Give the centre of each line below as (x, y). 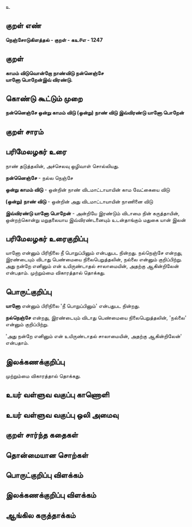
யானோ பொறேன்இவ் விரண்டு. (39, 80)
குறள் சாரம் (24, 131)
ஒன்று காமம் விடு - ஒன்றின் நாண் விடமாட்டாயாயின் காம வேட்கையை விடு (88, 189)
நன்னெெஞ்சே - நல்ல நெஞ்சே (39, 178)
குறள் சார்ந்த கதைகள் (42, 435)
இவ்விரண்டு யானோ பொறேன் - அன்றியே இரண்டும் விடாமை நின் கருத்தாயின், (93, 213)
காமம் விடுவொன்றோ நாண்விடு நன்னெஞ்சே (55, 73)
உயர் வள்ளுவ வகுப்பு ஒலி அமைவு (62, 415)
